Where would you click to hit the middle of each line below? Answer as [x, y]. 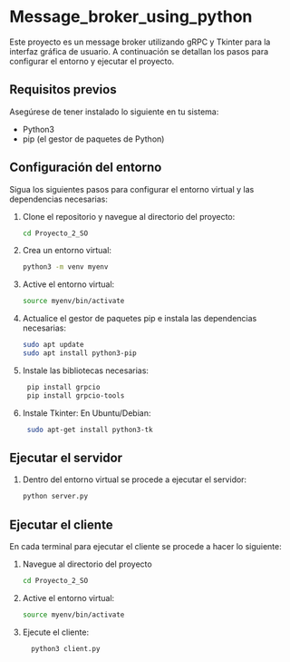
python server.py [55, 497]
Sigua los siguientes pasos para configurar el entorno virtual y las [132, 189]
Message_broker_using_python [131, 17]
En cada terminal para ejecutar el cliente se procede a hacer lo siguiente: [146, 547]
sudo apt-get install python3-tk [90, 430]
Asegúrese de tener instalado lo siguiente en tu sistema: [114, 112]
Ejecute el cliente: [55, 632]
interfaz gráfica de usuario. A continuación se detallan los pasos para [139, 51]
